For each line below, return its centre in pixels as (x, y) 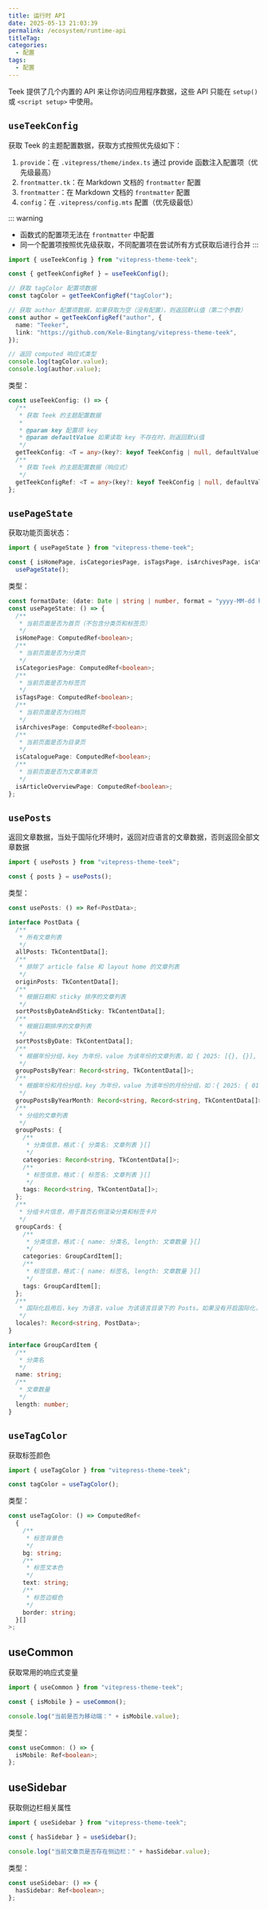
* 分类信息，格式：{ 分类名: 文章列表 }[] (89, 1145)
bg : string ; (42, 1553)
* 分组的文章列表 (43, 1115)
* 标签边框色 (45, 1598)
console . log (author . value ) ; (55, 369)
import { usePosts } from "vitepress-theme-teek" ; (94, 862)
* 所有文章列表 (40, 937)
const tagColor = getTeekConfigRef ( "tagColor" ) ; (91, 296)
